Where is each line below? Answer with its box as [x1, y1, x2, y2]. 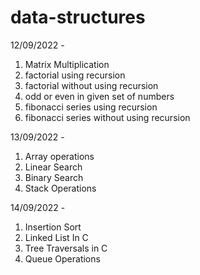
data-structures [10, 6, 146, 29]
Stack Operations [24, 182, 97, 194]
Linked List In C [24, 231, 89, 243]
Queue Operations [24, 252, 101, 265]
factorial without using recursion [24, 79, 159, 91]
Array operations [24, 150, 95, 162]
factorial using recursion [24, 69, 126, 81]
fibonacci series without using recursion [24, 111, 191, 123]
